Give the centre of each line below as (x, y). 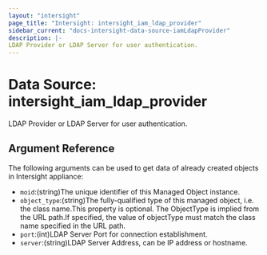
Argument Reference (62, 149)
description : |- (35, 38)
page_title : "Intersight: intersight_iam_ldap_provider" (105, 23)
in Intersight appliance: (46, 176)
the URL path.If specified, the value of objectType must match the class (137, 217)
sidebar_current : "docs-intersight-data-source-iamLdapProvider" (119, 30)
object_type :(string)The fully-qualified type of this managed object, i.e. (137, 200)
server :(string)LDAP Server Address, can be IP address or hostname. (133, 242)
